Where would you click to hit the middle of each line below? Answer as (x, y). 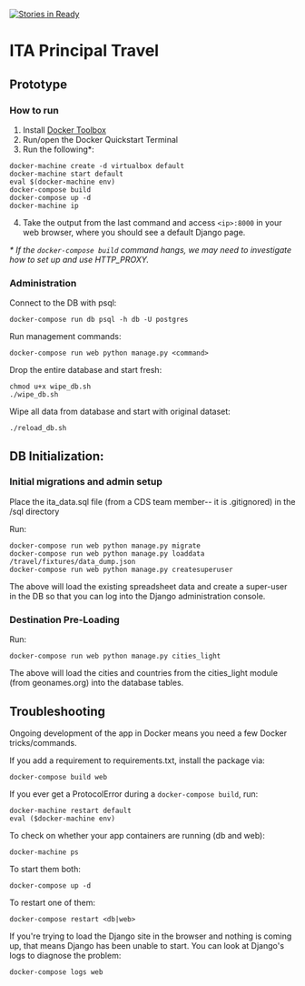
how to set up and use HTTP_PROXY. (79, 259)
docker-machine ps (44, 852)
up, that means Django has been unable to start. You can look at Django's (147, 945)
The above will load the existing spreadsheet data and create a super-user (148, 586)
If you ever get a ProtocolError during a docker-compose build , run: (134, 794)
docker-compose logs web (56, 972)
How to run (34, 110)
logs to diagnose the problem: (65, 955)
